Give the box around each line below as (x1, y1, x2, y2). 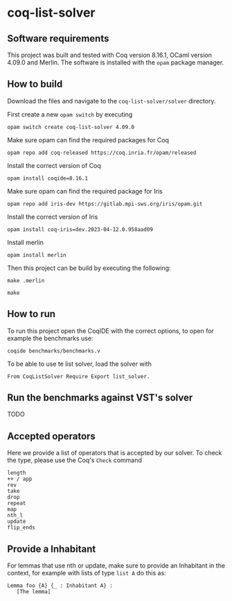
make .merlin (7, 277, 45, 284)
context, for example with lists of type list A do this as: (7, 569, 166, 577)
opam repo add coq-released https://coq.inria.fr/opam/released (7, 149, 197, 156)
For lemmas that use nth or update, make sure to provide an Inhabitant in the (7, 561, 226, 570)
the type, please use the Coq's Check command (7, 456, 142, 464)
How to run (7, 308, 56, 320)
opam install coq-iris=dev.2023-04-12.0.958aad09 (7, 226, 154, 233)
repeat (7, 500, 26, 507)
